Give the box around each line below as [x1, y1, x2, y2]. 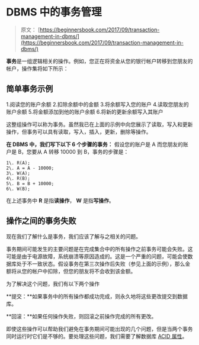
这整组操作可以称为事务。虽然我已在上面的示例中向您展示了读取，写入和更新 [6, 121, 193, 128]
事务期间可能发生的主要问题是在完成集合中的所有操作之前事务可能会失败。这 [6, 245, 193, 252]
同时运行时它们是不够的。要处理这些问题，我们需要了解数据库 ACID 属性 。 [6, 333, 188, 340]
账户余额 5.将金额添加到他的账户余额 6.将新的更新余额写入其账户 [6, 108, 164, 115]
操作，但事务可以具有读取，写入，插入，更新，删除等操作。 [6, 128, 152, 135]
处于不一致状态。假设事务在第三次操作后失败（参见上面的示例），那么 [16, 260, 185, 267]
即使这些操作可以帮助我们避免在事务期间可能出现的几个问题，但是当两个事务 [6, 325, 193, 332]
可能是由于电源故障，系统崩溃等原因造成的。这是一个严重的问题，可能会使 [6, 253, 188, 260]
